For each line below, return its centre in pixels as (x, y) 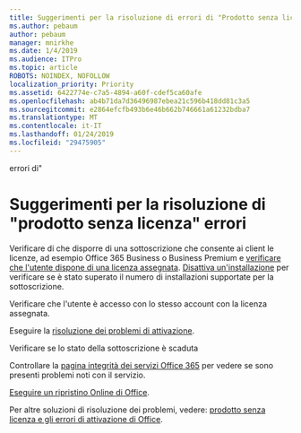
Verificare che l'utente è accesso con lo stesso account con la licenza (138, 303)
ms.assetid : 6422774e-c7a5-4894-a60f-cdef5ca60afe (106, 92)
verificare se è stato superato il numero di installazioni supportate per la (142, 277)
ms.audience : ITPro (46, 59)
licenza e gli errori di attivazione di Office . (86, 419)
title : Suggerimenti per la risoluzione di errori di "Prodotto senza (144, 17)
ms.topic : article (43, 68)
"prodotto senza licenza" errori (128, 223)
